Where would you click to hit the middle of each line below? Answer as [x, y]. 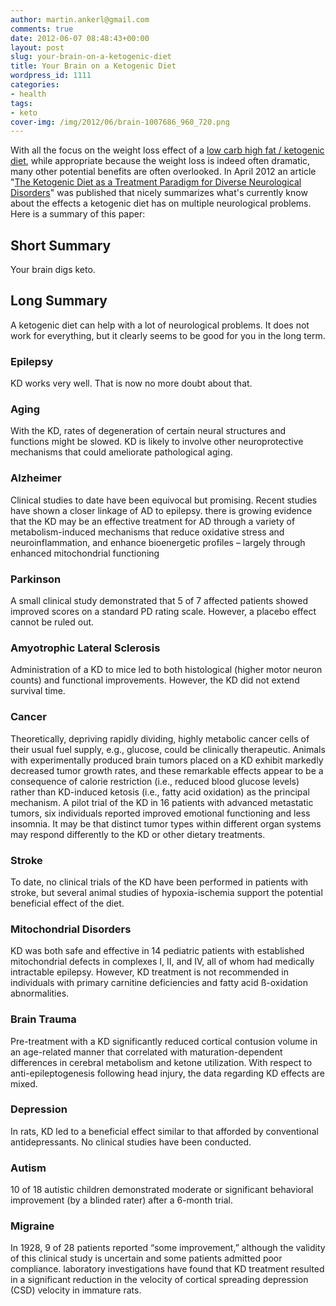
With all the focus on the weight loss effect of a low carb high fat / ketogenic [167, 150]
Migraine [32, 1226]
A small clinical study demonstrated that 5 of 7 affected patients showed [159, 601]
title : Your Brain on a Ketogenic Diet [93, 66]
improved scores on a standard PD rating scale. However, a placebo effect [163, 612]
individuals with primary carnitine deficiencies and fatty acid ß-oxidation [159, 983]
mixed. [24, 1083]
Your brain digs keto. [53, 270]
